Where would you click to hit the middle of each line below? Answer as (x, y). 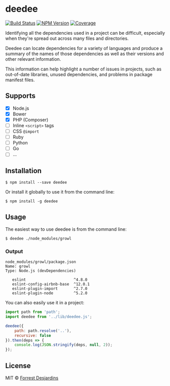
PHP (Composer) (30, 119)
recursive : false (33, 335)
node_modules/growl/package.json (41, 262)
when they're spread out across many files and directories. (67, 38)
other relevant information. (33, 59)
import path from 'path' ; (33, 312)
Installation (23, 171)
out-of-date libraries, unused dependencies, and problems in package (79, 74)
